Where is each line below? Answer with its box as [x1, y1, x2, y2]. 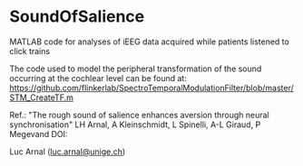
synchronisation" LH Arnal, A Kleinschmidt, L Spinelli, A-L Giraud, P [9, 119, 261, 130]
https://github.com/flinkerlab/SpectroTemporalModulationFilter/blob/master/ [9, 82, 294, 93]
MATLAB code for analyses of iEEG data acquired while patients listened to [9, 36, 290, 47]
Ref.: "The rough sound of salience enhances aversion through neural [9, 109, 269, 120]
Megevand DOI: [9, 128, 68, 139]
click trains [9, 45, 51, 56]
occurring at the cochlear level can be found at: [9, 72, 188, 83]
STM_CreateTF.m [9, 92, 74, 103]
